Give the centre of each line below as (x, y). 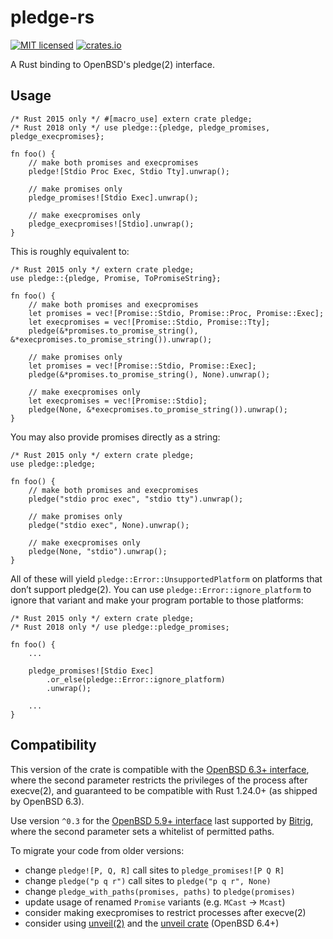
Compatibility (53, 745)
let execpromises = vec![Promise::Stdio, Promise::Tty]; (149, 322)
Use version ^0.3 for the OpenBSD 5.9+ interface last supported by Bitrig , (162, 820)
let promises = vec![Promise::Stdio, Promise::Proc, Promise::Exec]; (176, 313)
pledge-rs (52, 17)
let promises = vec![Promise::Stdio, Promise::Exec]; (142, 366)
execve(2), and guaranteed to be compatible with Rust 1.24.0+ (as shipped (164, 790)
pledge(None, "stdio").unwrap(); (98, 551)
